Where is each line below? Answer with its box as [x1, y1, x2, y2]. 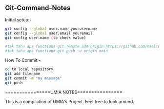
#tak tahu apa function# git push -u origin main [5, 49, 108, 54]
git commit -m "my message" [5, 75, 62, 81]
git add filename [5, 72, 41, 76]
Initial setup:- [5, 17, 32, 22]
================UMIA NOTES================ [5, 89, 123, 95]
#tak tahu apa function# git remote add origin [5, 44, 104, 49]
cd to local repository [5, 67, 54, 72]
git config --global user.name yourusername [5, 26, 97, 31]
